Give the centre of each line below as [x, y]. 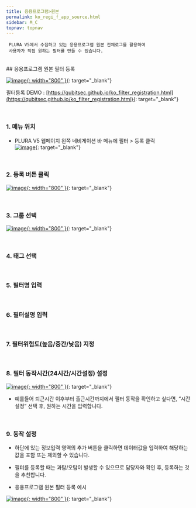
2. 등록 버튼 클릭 [28, 175]
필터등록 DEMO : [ [27, 93]
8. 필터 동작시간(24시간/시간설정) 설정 [57, 374]
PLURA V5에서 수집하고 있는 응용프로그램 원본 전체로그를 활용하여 [77, 45]
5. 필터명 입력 [24, 285]
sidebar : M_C [22, 22]
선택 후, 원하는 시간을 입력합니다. [65, 406]
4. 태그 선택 [21, 256]
